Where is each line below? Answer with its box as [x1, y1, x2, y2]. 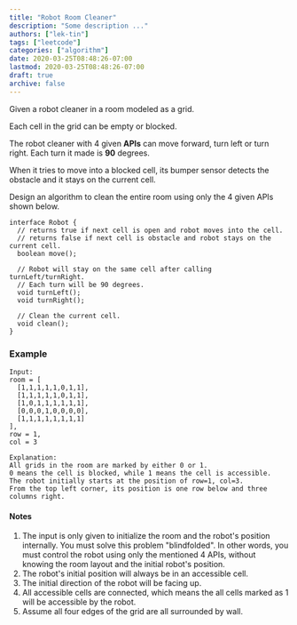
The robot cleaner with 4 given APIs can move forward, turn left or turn [9, 138, 270, 148]
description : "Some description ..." [9, 21, 149, 30]
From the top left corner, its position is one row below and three [9, 484, 268, 493]
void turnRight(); [17, 295, 86, 305]
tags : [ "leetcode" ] [9, 37, 82, 47]
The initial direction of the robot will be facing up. [21, 578, 202, 589]
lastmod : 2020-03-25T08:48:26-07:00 [9, 63, 145, 72]
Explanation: [9, 453, 58, 462]
